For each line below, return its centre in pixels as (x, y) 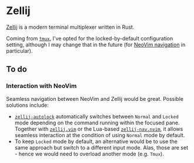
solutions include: (27, 105)
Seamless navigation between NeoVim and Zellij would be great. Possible (95, 99)
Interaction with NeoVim (41, 86)
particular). (19, 50)
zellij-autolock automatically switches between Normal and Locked (97, 116)
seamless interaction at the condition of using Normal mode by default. (100, 135)
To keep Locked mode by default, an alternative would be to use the (96, 141)
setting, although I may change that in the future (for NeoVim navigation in (96, 45)
